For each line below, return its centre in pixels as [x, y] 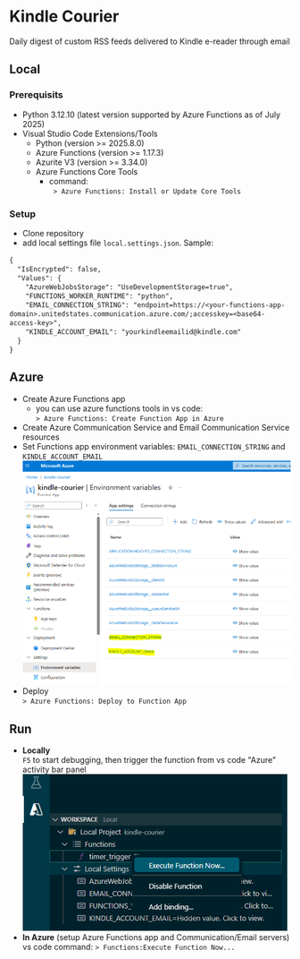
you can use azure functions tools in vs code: [119, 408]
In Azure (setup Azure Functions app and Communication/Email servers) [156, 938]
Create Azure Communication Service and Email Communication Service [156, 427]
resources [41, 437]
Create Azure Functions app [74, 398]
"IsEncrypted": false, [59, 269]
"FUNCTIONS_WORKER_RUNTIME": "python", [100, 296]
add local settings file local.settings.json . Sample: [118, 243]
